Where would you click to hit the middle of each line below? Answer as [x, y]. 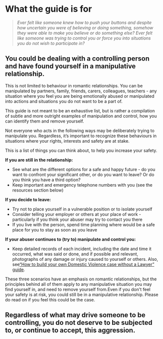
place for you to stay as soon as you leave [55, 230]
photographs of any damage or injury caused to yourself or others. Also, [85, 259]
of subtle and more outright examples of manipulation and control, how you [81, 116]
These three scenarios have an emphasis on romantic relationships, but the [81, 279]
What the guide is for [48, 9]
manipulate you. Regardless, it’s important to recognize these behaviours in [81, 136]
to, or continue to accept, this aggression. [70, 330]
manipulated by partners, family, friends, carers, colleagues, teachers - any [81, 91]
